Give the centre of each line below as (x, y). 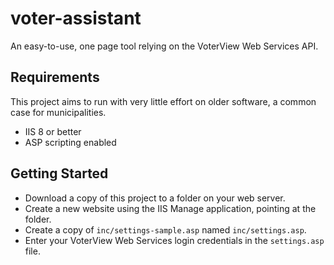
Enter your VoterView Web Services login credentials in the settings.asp (174, 240)
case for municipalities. (58, 112)
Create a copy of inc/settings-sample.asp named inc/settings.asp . (165, 229)
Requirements (55, 77)
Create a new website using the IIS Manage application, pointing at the (170, 208)
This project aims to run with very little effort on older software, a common (163, 101)
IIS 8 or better (53, 131)
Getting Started (59, 173)
